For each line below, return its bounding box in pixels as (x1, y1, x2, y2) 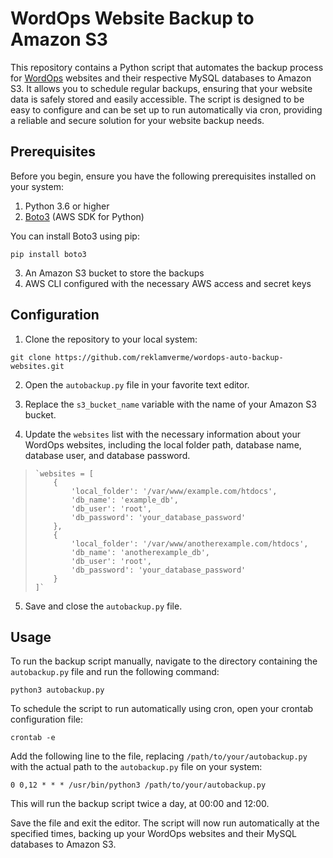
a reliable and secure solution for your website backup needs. (10, 114, 265, 126)
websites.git (10, 361, 65, 371)
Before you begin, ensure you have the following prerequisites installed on (10, 170, 317, 182)
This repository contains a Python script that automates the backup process (10, 61, 324, 73)
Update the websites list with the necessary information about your (24, 428, 301, 440)
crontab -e (10, 733, 56, 743)
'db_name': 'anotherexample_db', (71, 547, 210, 557)
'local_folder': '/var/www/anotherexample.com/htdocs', (71, 538, 309, 549)
